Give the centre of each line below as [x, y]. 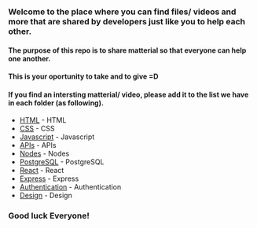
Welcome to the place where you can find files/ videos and [122, 12]
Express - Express [49, 178]
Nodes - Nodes [44, 154]
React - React [42, 171]
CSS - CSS [37, 129]
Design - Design [46, 196]
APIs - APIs [38, 145]
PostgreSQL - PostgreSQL [62, 162]
